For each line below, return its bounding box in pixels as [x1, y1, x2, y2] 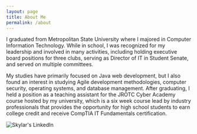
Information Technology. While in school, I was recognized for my [6, 42, 166, 49]
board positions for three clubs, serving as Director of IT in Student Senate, [6, 54, 189, 62]
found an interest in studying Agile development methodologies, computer [6, 79, 187, 86]
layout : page [6, 8, 38, 15]
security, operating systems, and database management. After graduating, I [6, 85, 190, 92]
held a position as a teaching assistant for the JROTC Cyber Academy [6, 91, 176, 98]
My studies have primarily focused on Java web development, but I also [6, 72, 181, 80]
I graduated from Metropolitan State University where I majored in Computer [6, 36, 192, 43]
